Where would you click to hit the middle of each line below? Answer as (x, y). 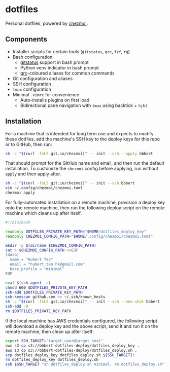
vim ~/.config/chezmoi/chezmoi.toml (44, 188)
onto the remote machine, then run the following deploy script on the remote (85, 208)
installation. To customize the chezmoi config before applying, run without (82, 169)
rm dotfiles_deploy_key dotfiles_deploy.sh (52, 360)
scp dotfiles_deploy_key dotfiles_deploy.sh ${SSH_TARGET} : (70, 355)
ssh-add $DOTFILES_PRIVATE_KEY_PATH (44, 292)
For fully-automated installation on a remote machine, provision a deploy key (85, 202)
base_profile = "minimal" (37, 269)
